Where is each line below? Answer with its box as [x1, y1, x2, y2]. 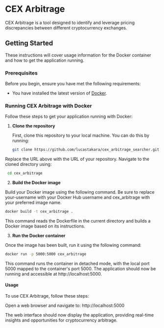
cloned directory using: [5, 161, 52, 167]
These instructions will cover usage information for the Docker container [5, 52, 151, 58]
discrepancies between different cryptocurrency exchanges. [5, 25, 127, 30]
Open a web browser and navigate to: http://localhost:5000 [5, 303, 125, 308]
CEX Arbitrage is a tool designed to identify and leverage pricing [5, 20, 135, 25]
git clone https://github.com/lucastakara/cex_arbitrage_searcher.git [12, 147, 160, 152]
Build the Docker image [12, 180, 61, 186]
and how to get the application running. [5, 57, 85, 63]
